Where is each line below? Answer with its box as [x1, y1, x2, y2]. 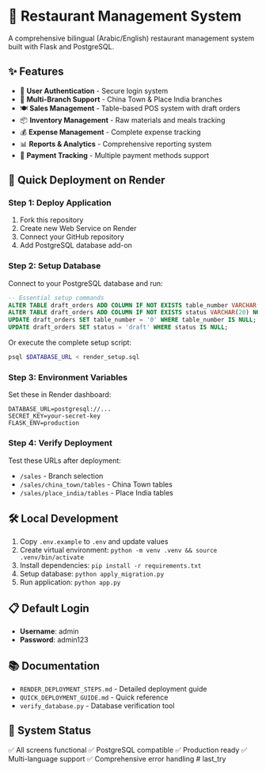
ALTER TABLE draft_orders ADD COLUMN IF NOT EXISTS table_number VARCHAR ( [8, 301, 260, 309]
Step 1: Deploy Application [8, 198, 112, 209]
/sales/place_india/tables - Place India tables [19, 488, 174, 497]
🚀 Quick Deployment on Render [8, 174, 165, 187]
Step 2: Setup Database [8, 260, 101, 272]
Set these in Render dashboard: [8, 390, 112, 399]
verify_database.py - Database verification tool [19, 701, 175, 711]
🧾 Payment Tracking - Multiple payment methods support [19, 150, 210, 160]
